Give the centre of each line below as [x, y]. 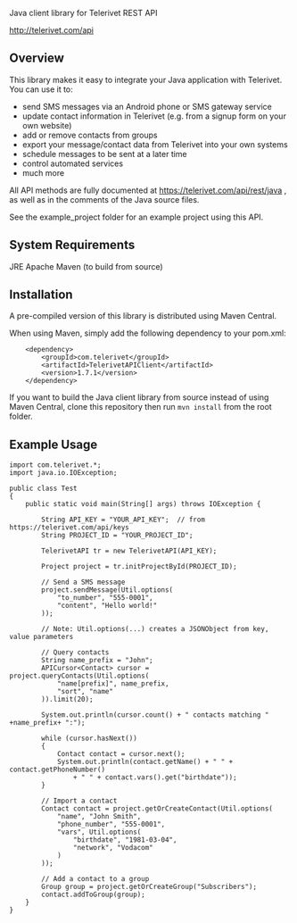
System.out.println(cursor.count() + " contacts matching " [155, 715]
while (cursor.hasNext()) [90, 739]
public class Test [43, 489]
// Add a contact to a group [95, 879]
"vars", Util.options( [99, 832]
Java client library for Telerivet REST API [83, 13]
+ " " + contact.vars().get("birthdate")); [155, 777]
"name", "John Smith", [99, 817]
